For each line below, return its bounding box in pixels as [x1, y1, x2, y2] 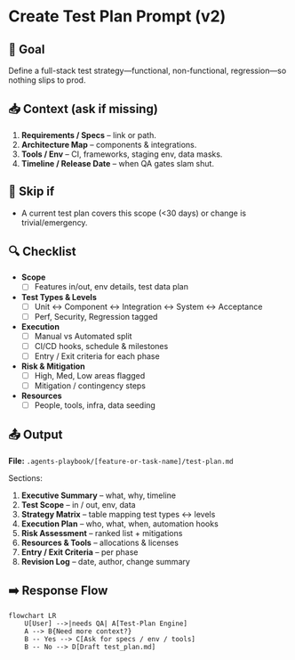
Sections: [8, 472, 44, 483]
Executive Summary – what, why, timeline [20, 490, 177, 501]
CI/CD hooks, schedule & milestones [34, 340, 169, 351]
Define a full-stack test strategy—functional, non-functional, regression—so [8, 65, 287, 76]
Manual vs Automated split [34, 330, 132, 341]
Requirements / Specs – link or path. [20, 129, 156, 140]
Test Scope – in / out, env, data [20, 499, 136, 509]
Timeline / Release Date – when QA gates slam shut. [20, 158, 215, 168]
